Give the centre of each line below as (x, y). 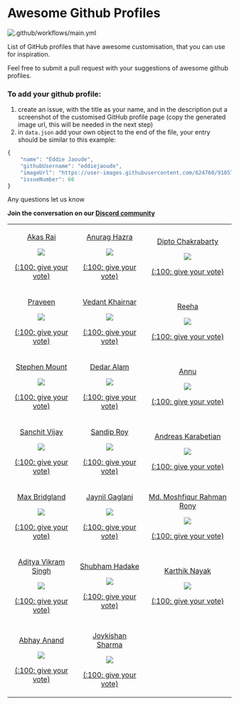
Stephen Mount (41, 367)
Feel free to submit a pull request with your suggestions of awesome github (118, 68)
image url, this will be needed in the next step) (85, 125)
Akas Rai (42, 237)
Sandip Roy (110, 432)
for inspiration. (29, 54)
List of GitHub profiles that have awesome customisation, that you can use (116, 46)
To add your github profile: (54, 94)
